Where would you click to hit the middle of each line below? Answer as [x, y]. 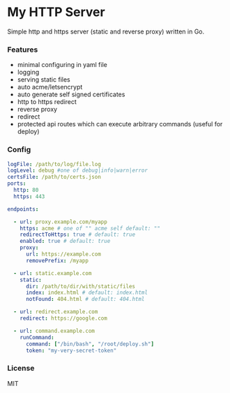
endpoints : [23, 209]
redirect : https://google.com [64, 318]
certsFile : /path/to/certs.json [54, 177]
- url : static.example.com [53, 273]
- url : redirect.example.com [56, 312]
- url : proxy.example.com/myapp [61, 222]
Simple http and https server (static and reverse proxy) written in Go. [106, 31]
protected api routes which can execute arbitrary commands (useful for [120, 124]
